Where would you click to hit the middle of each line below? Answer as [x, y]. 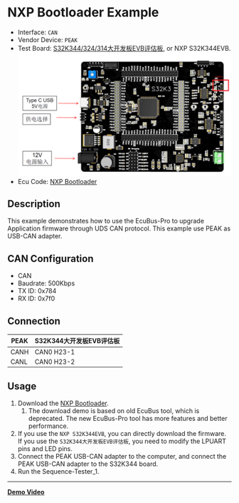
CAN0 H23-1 [55, 352]
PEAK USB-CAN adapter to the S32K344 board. [88, 464]
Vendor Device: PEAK [48, 39]
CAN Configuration [51, 259]
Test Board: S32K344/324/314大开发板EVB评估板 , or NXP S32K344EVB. [124, 48]
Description [34, 204]
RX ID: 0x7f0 [36, 299]
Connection [34, 321]
